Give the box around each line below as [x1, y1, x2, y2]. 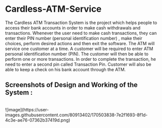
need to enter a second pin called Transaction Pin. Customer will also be [5, 61, 151, 67]
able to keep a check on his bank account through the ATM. [5, 66, 126, 72]
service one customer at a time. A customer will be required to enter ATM [5, 46, 154, 51]
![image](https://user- [5, 106, 49, 112]
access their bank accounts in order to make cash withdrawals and [5, 25, 141, 30]
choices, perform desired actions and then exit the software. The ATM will [5, 40, 155, 46]
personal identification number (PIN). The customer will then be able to [5, 51, 149, 57]
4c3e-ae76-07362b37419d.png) [5, 117, 70, 123]
